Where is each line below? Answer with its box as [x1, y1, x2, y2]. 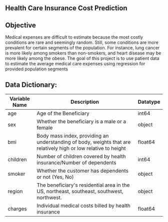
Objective [5, 21, 36, 29]
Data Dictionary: [5, 80, 57, 89]
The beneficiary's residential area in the [36, 182, 130, 189]
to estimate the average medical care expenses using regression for [5, 61, 145, 67]
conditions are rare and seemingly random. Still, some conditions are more [5, 39, 158, 45]
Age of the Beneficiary [36, 110, 89, 117]
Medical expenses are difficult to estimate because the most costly [5, 34, 143, 40]
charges [7, 206, 27, 213]
